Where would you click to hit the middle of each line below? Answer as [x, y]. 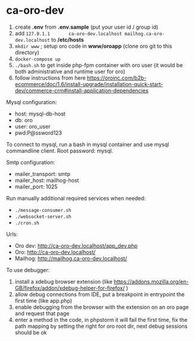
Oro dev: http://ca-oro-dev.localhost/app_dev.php [76, 245]
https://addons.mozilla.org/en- [151, 281]
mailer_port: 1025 [36, 187]
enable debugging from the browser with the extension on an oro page [102, 307]
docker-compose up [38, 59]
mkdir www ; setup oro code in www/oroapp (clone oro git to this [93, 46]
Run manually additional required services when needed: [76, 198]
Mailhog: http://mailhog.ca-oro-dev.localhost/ [71, 258]
